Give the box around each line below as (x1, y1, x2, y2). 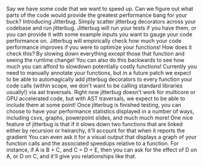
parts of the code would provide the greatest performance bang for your (6, 11, 187, 19)
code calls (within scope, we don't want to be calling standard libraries (6, 82, 183, 89)
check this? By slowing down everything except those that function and (6, 50, 185, 57)
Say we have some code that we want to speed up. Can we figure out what (6, 5, 194, 12)
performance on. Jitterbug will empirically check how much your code (6, 37, 182, 44)
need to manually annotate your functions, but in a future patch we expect (6, 69, 191, 76)
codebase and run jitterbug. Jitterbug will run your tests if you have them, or (6, 24, 197, 31)
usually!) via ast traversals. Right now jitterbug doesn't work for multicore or (6, 89, 196, 95)
